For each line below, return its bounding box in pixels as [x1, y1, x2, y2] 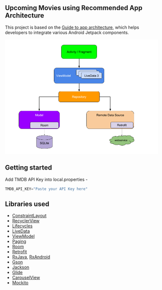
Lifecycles [12, 223, 33, 229]
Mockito [12, 280, 29, 286]
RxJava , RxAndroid [12, 254, 50, 260]
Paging [12, 239, 27, 244]
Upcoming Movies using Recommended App [5, 4, 143, 12]
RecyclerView [12, 218, 40, 224]
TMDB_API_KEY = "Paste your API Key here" [5, 187, 88, 191]
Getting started [5, 164, 52, 172]
